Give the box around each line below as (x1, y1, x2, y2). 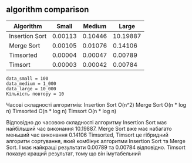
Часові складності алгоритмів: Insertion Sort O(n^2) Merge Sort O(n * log (6, 101, 187, 108)
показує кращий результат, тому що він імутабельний (6, 150, 141, 157)
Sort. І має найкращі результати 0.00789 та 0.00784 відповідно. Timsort (6, 144, 186, 151)
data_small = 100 (6, 76, 49, 81)
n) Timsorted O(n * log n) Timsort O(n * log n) (6, 107, 117, 114)
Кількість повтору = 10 (6, 91, 65, 97)
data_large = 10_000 (6, 86, 57, 91)
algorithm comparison (6, 5, 89, 15)
